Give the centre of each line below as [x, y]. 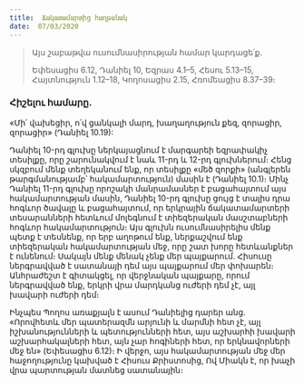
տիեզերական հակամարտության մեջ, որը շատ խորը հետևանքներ [151, 246]
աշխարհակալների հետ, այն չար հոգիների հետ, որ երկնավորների [150, 340]
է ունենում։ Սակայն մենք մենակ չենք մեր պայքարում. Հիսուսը [141, 256]
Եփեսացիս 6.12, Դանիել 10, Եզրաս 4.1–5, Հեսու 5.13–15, [142, 70]
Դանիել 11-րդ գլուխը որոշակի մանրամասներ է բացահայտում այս [148, 188]
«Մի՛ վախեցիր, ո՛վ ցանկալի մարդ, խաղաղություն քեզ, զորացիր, [146, 123]
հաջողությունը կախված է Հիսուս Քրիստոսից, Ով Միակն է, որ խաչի [152, 360]
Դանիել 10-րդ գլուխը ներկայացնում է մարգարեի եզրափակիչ [139, 150]
